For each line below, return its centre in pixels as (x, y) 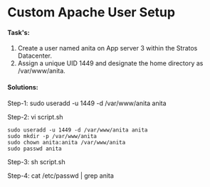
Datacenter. (35, 56)
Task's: (19, 32)
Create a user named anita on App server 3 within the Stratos (107, 48)
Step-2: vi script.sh (35, 117)
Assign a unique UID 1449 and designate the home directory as (110, 63)
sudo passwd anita (35, 149)
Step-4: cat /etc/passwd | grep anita (61, 176)
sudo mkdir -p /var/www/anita (52, 136)
